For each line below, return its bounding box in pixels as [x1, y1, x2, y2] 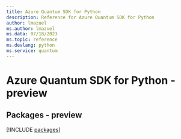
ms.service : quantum [6, 48, 58, 54]
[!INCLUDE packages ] [6, 126, 61, 133]
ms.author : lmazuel [6, 25, 55, 32]
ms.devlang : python [6, 43, 55, 49]
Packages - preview [6, 110, 82, 120]
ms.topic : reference [6, 37, 58, 43]
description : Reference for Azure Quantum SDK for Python [6, 14, 155, 20]
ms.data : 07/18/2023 [6, 31, 58, 37]
